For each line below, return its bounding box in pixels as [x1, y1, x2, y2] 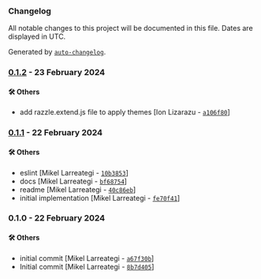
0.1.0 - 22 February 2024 [8, 213, 106, 224]
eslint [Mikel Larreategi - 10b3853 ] [19, 168, 129, 177]
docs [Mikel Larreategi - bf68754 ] [19, 176, 128, 186]
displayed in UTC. [8, 32, 66, 41]
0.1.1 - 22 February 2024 [8, 127, 103, 138]
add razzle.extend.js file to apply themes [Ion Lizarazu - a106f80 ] [19, 107, 230, 117]
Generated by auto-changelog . [8, 47, 106, 57]
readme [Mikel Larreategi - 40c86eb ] [19, 184, 136, 194]
